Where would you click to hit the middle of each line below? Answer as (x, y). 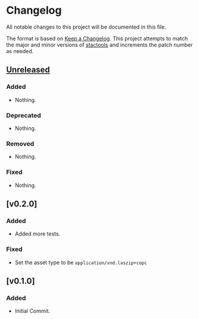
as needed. (20, 51)
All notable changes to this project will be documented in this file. (86, 27)
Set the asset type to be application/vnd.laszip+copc (81, 262)
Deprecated (24, 115)
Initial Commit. (32, 311)
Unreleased (28, 70)
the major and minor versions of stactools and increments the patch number (99, 45)
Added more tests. (38, 234)
